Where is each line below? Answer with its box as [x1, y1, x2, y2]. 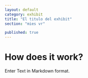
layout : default [4, 7, 38, 12]
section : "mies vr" [4, 21, 45, 26]
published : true [4, 30, 38, 35]
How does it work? [4, 52, 83, 63]
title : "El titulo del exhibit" [4, 16, 72, 21]
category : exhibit [4, 12, 43, 17]
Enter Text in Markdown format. [4, 68, 70, 74]
